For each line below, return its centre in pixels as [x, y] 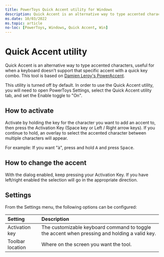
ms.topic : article [24, 23]
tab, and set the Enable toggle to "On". [44, 96]
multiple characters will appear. [37, 138]
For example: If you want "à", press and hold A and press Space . [70, 147]
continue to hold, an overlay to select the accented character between [76, 133]
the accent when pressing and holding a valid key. [99, 233]
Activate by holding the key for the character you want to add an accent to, [80, 122]
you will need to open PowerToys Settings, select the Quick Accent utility [78, 90]
